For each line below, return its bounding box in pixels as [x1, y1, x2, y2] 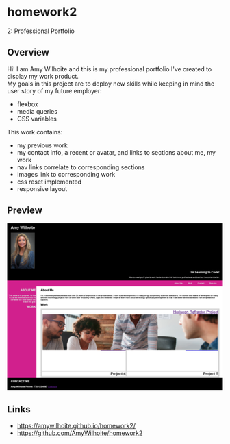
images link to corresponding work [16, 170, 116, 178]
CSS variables [16, 114, 57, 123]
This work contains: [7, 127, 63, 136]
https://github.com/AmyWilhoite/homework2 [16, 429, 143, 437]
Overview [7, 47, 50, 58]
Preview [7, 205, 43, 217]
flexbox [16, 100, 39, 108]
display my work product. [7, 72, 79, 80]
